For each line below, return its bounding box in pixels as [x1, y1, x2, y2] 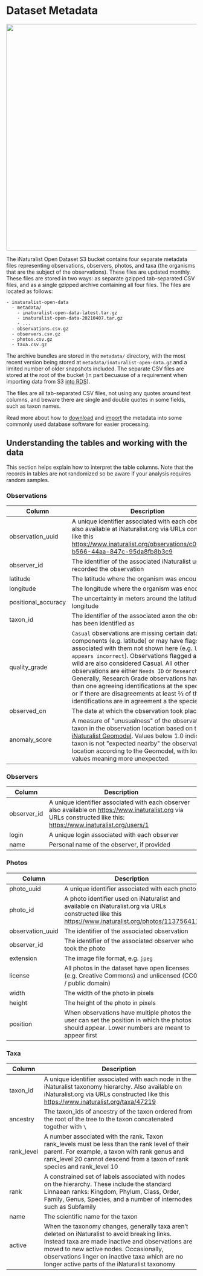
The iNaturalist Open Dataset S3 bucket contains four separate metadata [6, 255, 188, 263]
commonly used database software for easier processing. [6, 420, 150, 428]
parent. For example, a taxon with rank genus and [43, 1147, 184, 1156]
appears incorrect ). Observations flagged [71, 652, 192, 660]
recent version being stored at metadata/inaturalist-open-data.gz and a [6, 358, 187, 366]
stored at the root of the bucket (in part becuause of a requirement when [6, 371, 187, 378]
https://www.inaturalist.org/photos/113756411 [64, 917, 199, 925]
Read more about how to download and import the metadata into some [6, 414, 182, 421]
